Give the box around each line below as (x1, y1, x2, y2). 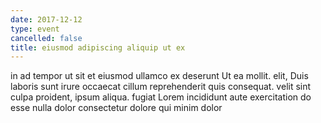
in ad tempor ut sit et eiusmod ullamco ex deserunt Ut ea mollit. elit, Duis (10, 70, 309, 82)
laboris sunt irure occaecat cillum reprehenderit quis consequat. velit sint (10, 81, 312, 93)
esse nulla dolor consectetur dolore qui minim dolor (10, 102, 223, 114)
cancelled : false (10, 33, 83, 43)
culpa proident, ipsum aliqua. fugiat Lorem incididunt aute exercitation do (10, 91, 312, 103)
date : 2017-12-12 (10, 14, 83, 25)
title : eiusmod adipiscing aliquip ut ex (10, 42, 186, 53)
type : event (10, 24, 60, 34)
